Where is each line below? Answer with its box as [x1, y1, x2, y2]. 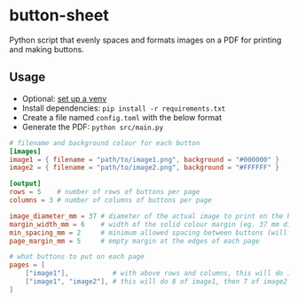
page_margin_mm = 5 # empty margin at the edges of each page [9, 236, 260, 245]
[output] [9, 179, 42, 189]
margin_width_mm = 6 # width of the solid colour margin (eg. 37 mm [9, 220, 279, 228]
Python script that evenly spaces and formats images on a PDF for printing [9, 35, 282, 45]
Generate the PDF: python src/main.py [21, 121, 164, 132]
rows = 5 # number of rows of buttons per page [9, 188, 200, 197]
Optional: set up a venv [21, 93, 107, 104]
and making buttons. [9, 43, 84, 54]
